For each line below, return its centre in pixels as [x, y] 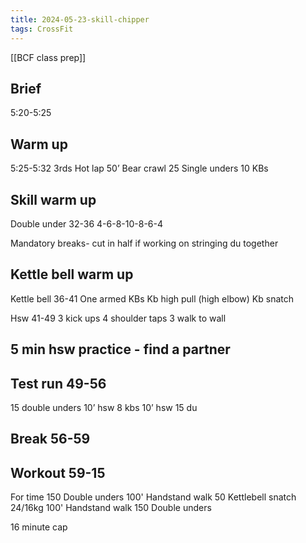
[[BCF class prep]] [48, 57]
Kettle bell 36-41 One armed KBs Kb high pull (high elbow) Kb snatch [152, 298]
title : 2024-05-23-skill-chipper [80, 19]
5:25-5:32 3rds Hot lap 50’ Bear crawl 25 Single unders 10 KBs [139, 168]
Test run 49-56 [58, 383]
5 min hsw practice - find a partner [120, 349]
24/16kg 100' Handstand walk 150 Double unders [111, 508]
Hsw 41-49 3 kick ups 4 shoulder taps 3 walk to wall [118, 318]
